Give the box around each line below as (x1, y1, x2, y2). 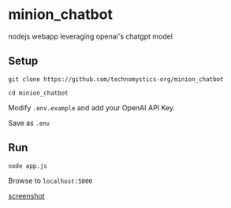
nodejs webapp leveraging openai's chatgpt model (8, 32, 173, 41)
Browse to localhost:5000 (8, 176, 93, 185)
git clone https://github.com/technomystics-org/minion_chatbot (8, 75, 224, 84)
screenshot (8, 191, 45, 200)
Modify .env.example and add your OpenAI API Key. (8, 102, 176, 112)
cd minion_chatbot (8, 89, 69, 97)
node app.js (8, 162, 47, 170)
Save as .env (8, 118, 50, 128)
